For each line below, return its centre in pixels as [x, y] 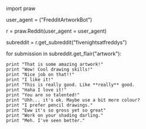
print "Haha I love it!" [36, 90]
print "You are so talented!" [43, 95]
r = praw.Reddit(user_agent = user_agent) [56, 31]
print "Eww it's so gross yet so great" [56, 110]
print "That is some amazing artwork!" [55, 64]
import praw [21, 8]
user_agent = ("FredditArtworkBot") [49, 20]
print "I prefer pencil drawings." [50, 105]
